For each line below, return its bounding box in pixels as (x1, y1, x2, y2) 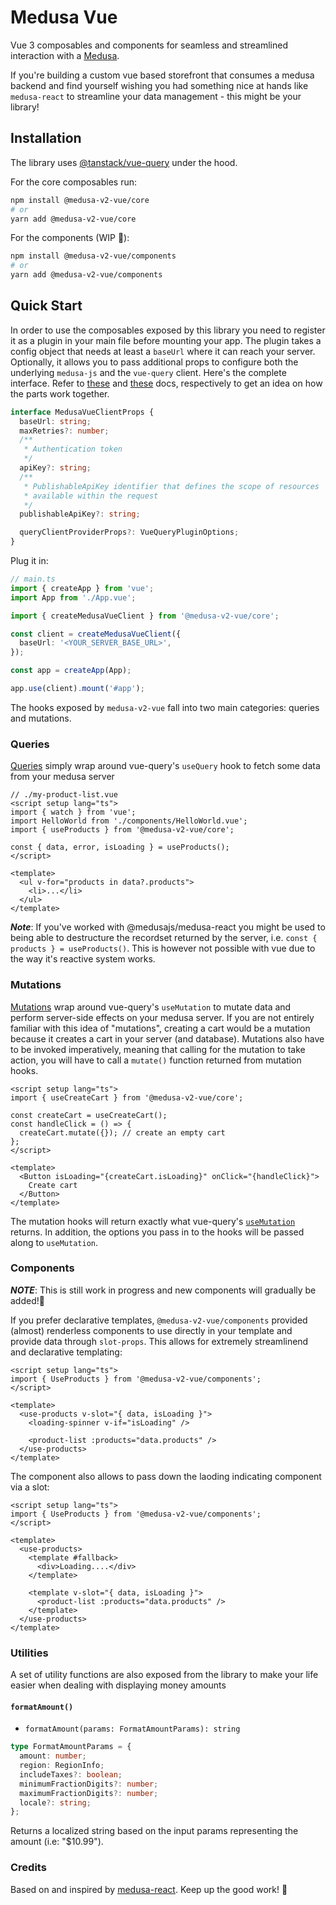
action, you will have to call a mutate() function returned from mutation (10, 1054, 302, 1066)
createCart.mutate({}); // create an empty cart (19, 1127, 226, 1138)
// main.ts (10, 574, 56, 585)
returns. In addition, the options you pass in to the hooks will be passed (10, 1226, 305, 1238)
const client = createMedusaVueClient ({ (10, 629, 182, 639)
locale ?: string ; (19, 1797, 92, 1808)
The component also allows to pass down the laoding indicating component (10, 1470, 322, 1482)
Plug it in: (10, 555, 49, 567)
